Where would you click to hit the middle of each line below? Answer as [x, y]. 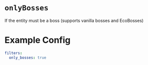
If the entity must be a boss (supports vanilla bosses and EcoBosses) [74, 20]
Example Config [38, 40]
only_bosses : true [28, 57]
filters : [13, 53]
